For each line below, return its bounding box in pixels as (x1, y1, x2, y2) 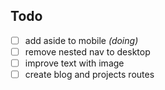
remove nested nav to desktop (24, 45, 151, 58)
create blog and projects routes (24, 69, 155, 80)
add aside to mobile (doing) (24, 34, 139, 46)
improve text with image (24, 57, 125, 69)
